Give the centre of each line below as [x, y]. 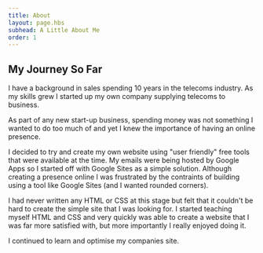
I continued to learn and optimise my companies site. [93, 241]
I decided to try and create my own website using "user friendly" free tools [129, 152]
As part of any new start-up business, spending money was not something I [131, 120]
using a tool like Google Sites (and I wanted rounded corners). [108, 185]
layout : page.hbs [37, 23]
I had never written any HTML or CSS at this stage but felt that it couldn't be [131, 200]
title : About [29, 15]
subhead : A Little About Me [54, 30]
